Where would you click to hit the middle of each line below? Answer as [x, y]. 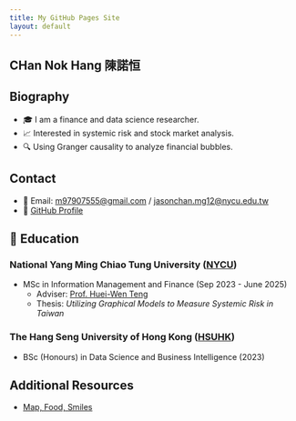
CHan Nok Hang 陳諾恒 [75, 65]
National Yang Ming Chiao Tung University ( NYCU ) [123, 265]
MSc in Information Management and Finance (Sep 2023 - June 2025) [155, 285]
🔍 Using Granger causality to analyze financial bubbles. [128, 146]
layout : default [40, 26]
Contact [33, 179]
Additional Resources [71, 385]
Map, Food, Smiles [57, 407]
